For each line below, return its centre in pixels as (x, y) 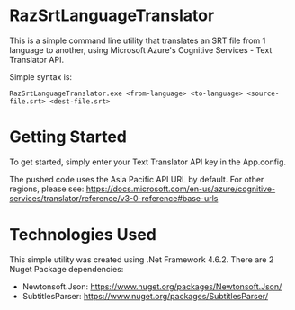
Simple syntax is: (41, 76)
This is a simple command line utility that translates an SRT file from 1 (138, 40)
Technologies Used (83, 235)
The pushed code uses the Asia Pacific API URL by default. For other (137, 179)
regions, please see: (47, 189)
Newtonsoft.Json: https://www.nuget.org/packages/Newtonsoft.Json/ (152, 286)
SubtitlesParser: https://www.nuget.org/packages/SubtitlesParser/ (145, 296)
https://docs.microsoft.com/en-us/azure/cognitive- (181, 189)
